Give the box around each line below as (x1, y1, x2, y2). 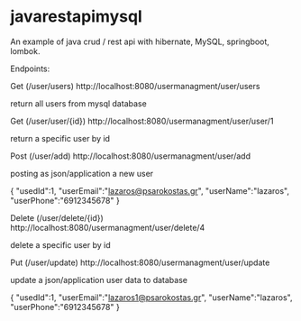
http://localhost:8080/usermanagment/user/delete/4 (10, 222, 205, 233)
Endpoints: (10, 63, 50, 74)
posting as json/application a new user (10, 168, 154, 179)
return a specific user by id (10, 133, 111, 143)
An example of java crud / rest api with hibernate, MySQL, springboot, (10, 36, 269, 47)
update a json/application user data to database (10, 274, 188, 285)
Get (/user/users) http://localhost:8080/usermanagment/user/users (10, 80, 260, 91)
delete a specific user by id (10, 239, 111, 250)
